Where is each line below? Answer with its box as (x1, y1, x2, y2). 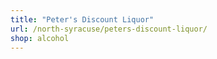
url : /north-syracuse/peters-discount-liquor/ (10, 24, 208, 34)
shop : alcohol (10, 33, 70, 43)
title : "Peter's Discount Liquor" (10, 14, 155, 25)
